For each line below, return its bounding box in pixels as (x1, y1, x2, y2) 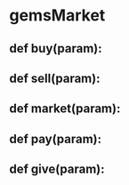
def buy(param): (9, 41, 102, 56)
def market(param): (9, 101, 121, 117)
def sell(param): (9, 70, 101, 85)
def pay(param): (9, 131, 102, 147)
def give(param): (9, 162, 105, 177)
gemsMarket (9, 5, 106, 26)
